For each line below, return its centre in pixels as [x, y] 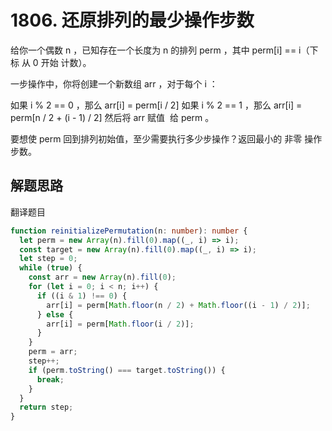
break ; [50, 379]
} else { [55, 314]
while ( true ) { [51, 268]
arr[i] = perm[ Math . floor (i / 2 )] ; [120, 324]
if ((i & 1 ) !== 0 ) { [82, 296]
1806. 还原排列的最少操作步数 [132, 20]
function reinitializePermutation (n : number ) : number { [129, 231]
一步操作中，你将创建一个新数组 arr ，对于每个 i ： [114, 83]
